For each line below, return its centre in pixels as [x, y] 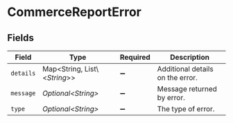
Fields [21, 38]
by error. [171, 98]
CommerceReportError [75, 12]
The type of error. [186, 109]
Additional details [185, 69]
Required [135, 57]
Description [190, 57]
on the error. [177, 77]
